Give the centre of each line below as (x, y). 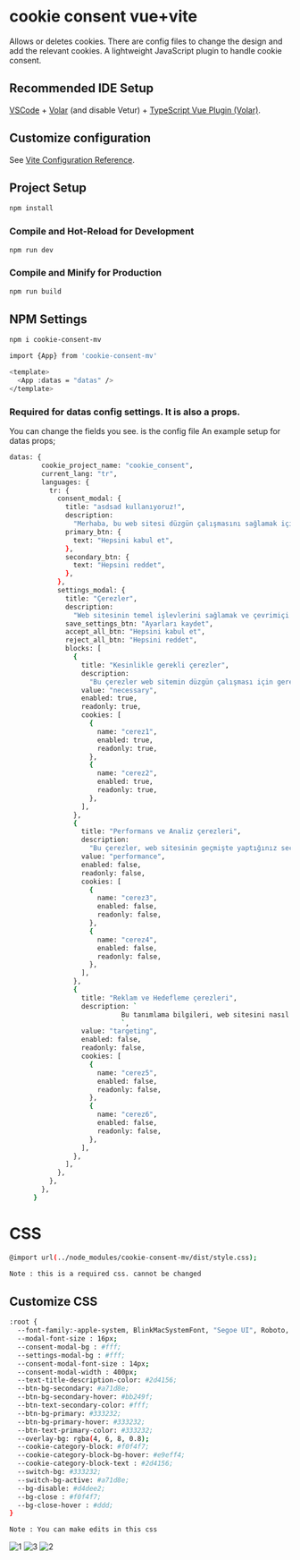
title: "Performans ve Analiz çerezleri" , (161, 831)
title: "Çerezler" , (102, 598)
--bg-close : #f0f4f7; (59, 1496)
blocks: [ (83, 649)
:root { (24, 1322)
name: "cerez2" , (127, 773)
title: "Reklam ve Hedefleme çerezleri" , (159, 998)
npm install (31, 209)
